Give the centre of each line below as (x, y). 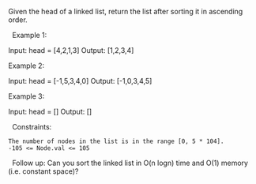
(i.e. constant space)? (43, 171)
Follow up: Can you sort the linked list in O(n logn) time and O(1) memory (130, 163)
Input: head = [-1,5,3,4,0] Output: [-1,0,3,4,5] (80, 81)
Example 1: (29, 35)
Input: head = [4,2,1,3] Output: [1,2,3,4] (71, 50)
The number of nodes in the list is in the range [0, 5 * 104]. (116, 141)
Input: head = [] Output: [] (50, 111)
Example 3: (26, 96)
